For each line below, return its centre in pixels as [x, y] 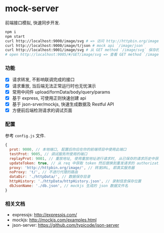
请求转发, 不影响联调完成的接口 [43, 80]
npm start [15, 36]
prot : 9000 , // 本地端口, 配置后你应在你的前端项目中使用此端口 [68, 149]
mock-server [32, 9]
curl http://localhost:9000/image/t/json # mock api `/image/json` [75, 45]
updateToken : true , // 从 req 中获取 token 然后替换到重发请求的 [72, 163]
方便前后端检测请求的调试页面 [42, 110]
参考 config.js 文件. [25, 136]
